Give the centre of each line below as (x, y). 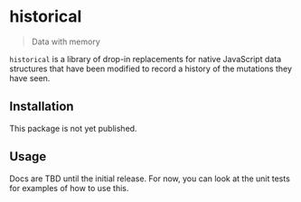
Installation (42, 107)
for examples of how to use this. (69, 188)
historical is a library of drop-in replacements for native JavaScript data (146, 59)
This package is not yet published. (73, 128)
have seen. (30, 78)
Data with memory (66, 41)
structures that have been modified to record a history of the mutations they (150, 69)
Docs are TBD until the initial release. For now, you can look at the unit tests (150, 179)
